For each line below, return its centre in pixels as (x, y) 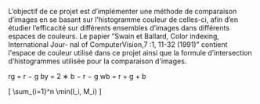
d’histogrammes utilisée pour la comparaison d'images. (97, 61)
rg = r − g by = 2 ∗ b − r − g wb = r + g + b (77, 76)
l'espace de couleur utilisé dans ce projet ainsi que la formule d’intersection (130, 53)
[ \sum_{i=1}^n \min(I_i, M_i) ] (55, 91)
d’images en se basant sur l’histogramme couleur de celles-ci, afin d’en (123, 20)
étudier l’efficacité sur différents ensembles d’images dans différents (119, 28)
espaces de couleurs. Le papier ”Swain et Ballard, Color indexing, (114, 36)
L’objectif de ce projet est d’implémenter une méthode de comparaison (123, 11)
